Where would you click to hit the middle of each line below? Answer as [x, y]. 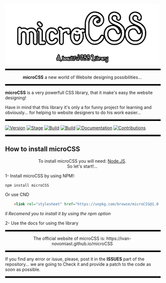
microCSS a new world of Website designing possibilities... [82, 77]
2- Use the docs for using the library [42, 223]
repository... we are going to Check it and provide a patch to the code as [78, 264]
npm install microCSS [27, 185]
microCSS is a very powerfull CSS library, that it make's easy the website [79, 92]
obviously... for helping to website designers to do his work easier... [73, 113]
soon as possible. [23, 269]
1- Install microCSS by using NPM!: [40, 175]
